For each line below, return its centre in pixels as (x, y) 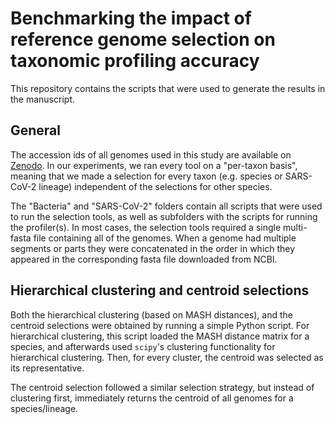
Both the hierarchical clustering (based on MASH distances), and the (151, 314)
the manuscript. (43, 99)
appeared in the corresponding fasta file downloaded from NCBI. (144, 259)
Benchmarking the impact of (131, 18)
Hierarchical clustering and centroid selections (160, 290)
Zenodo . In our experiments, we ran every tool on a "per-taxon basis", (154, 165)
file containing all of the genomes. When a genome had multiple (165, 238)
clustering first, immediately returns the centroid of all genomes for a (152, 398)
